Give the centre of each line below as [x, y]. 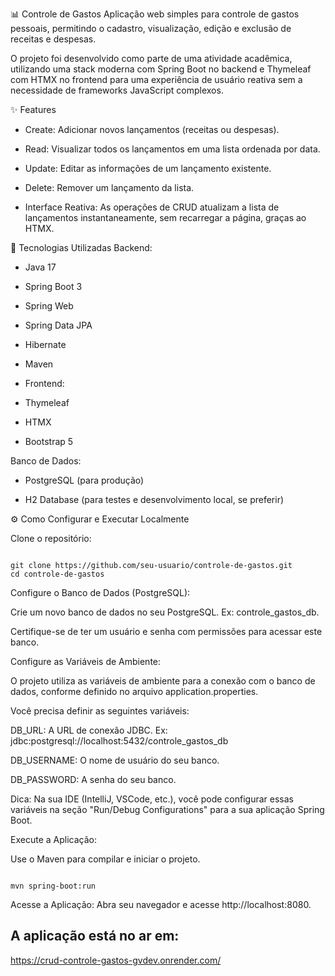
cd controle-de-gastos [57, 574]
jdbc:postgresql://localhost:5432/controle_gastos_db [119, 741]
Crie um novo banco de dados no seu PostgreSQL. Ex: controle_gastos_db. [165, 612]
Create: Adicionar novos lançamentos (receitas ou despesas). [152, 129]
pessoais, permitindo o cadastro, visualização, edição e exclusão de [151, 28]
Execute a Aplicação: [53, 839]
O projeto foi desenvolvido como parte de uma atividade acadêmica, [151, 58]
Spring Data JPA [58, 325]
